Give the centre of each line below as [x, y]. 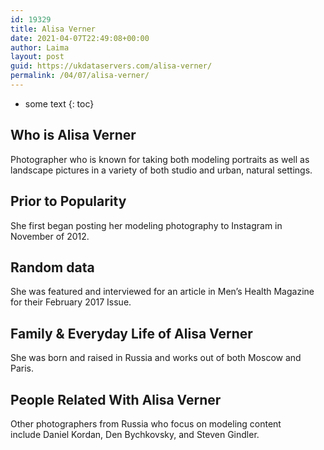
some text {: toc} [59, 103]
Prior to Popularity [68, 201]
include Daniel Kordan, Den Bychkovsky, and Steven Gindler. [135, 434]
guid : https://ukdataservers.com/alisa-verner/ [111, 66]
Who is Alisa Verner [73, 135]
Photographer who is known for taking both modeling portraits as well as [160, 159]
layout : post [37, 57]
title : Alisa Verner [53, 29]
